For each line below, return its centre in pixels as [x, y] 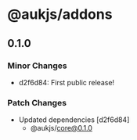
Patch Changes [37, 102]
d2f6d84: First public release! [67, 82]
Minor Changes [37, 66]
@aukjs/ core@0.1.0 [61, 128]
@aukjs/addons [60, 14]
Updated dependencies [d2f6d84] [74, 120]
